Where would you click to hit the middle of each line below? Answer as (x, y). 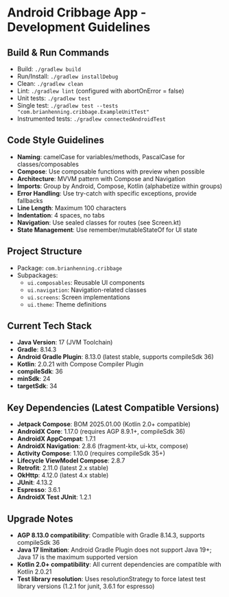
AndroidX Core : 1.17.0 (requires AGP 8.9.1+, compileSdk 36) (101, 432)
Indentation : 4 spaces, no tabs (61, 215)
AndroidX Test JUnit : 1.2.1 (54, 497)
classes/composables (48, 164)
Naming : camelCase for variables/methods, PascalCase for (101, 156)
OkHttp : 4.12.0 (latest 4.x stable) (63, 476)
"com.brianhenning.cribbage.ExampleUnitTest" (83, 112)
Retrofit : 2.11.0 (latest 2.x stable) (63, 468)
